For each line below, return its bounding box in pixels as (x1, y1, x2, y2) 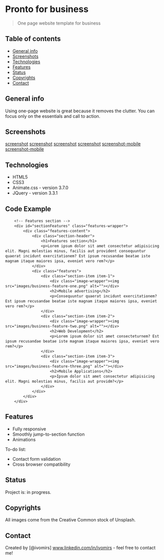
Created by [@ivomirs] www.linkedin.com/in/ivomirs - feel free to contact (5, 545, 156, 551)
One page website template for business (17, 20, 101, 26)
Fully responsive (12, 426, 46, 432)
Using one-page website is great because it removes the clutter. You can (5, 108, 155, 114)
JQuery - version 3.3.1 (12, 190, 58, 196)
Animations (12, 436, 36, 442)
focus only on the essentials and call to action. (5, 113, 101, 119)
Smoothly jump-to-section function (12, 431, 85, 437)
